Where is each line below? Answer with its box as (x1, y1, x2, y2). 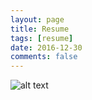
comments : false (10, 52, 78, 62)
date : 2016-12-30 (10, 42, 83, 53)
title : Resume (10, 24, 70, 34)
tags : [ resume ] (10, 33, 74, 43)
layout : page (10, 14, 65, 25)
